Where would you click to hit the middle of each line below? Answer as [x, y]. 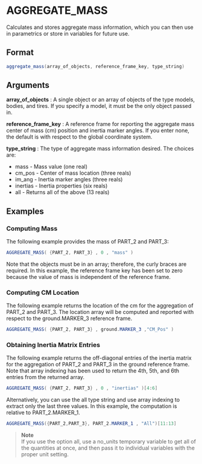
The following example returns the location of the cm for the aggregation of [100, 306]
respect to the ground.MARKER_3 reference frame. [69, 318]
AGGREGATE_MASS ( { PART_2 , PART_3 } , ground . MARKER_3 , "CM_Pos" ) [90, 330]
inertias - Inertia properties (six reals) [61, 186]
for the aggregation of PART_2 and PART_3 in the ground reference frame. [98, 365]
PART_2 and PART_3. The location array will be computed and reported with [100, 312]
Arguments [28, 85]
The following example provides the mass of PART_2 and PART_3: [87, 242]
